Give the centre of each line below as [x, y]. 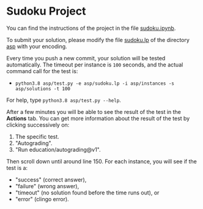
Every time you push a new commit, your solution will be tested [86, 58]
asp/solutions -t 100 [42, 89]
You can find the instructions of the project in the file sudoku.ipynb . [91, 28]
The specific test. [37, 136]
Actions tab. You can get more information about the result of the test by [98, 118]
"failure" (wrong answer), [47, 186]
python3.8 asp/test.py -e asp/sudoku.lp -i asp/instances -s [95, 83]
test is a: [17, 168]
